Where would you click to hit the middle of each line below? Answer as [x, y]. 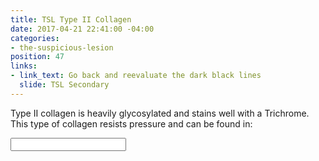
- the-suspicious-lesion [62, 47]
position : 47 [37, 57]
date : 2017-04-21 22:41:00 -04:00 [82, 29]
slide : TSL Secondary [64, 85]
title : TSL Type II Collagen [71, 19]
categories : [35, 38]
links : [24, 66]
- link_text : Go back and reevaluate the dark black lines [136, 76]
